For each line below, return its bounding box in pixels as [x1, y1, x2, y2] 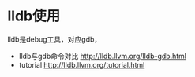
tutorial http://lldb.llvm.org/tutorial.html [18, 60, 145, 69]
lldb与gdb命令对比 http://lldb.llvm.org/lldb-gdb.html [18, 51, 187, 60]
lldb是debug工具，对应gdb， [7, 35, 102, 44]
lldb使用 [7, 7, 61, 25]
